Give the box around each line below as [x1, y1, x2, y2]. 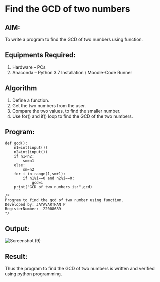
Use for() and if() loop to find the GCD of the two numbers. [12, 113, 133, 119]
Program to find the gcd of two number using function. [5, 198, 124, 203]
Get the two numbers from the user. [12, 102, 86, 108]
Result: [5, 252, 28, 261]
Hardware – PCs [12, 64, 46, 70]
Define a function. [12, 97, 50, 103]
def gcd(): [5, 141, 28, 146]
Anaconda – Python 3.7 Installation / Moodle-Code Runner [12, 69, 132, 75]
